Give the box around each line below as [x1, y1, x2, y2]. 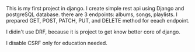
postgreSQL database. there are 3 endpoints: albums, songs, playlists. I [6, 11, 178, 18]
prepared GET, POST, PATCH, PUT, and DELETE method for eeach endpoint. [6, 17, 190, 24]
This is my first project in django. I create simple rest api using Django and [6, 5, 184, 12]
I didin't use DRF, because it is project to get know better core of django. [6, 28, 181, 35]
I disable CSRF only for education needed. [6, 40, 108, 46]
